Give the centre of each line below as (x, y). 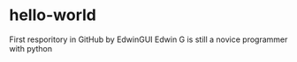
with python (31, 48)
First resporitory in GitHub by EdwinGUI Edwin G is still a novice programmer (148, 39)
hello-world (53, 15)
